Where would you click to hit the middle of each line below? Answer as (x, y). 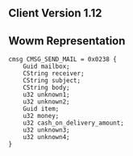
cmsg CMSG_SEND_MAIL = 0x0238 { (62, 60)
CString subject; (52, 81)
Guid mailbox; (46, 67)
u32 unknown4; (46, 137)
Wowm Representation (67, 41)
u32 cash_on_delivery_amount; (74, 123)
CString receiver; (54, 74)
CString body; (46, 88)
